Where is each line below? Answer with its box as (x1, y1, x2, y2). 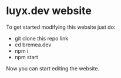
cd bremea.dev (14, 41, 52, 48)
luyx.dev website (6, 4, 92, 18)
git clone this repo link (14, 35, 69, 42)
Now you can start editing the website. (6, 65, 100, 72)
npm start (14, 53, 38, 60)
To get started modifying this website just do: (6, 23, 116, 30)
